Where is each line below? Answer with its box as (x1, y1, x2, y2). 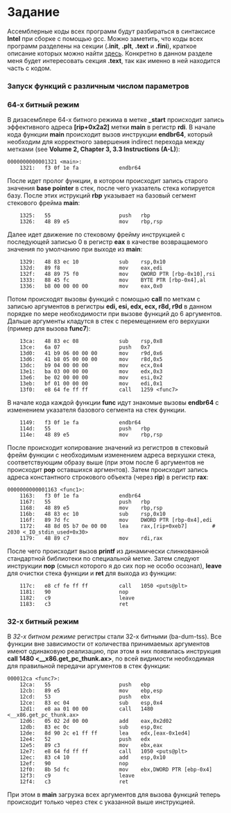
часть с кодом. (7, 64, 52, 72)
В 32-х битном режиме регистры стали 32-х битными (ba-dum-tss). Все (7, 632, 222, 641)
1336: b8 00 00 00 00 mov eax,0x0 (19, 283, 163, 290)
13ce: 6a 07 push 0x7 (19, 344, 151, 351)
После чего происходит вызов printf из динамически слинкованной (7, 547, 209, 555)
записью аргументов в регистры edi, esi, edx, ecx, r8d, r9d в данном (7, 302, 212, 311)
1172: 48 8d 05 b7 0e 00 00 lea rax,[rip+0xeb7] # (19, 523, 216, 530)
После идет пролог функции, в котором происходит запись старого (7, 177, 208, 185)
